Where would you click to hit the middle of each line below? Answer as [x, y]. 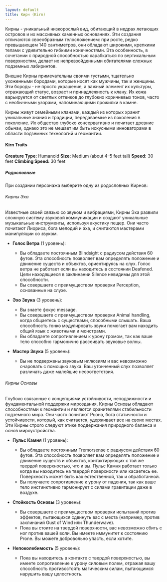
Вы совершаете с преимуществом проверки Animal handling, [85, 315]
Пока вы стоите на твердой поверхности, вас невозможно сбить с [91, 528]
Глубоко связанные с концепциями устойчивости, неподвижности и [78, 399]
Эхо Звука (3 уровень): [37, 300]
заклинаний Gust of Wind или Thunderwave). [67, 523]
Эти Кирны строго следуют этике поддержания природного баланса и [81, 425]
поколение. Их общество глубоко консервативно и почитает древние [80, 123]
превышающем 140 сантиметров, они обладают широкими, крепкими [80, 45]
